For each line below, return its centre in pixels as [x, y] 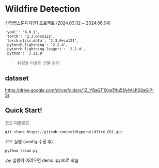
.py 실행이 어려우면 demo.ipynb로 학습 [42, 160]
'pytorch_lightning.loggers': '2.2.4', [45, 49]
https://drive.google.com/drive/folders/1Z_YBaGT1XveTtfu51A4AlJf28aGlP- [79, 90]
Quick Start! [24, 111]
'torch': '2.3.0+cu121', [30, 36]
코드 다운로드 [17, 122]
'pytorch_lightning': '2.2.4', [37, 45]
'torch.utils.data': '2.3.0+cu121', [42, 40]
